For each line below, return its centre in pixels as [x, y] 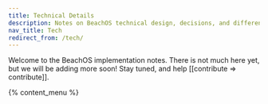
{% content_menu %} [44, 93]
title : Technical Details [51, 15]
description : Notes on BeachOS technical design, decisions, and [119, 23]
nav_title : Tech [35, 30]
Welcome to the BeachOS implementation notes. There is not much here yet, [134, 60]
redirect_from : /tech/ [46, 38]
